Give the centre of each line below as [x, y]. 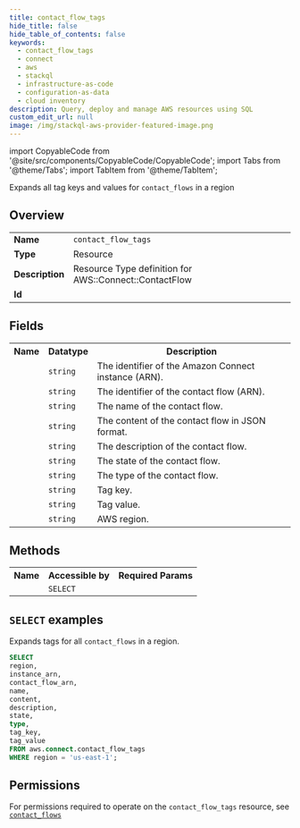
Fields [27, 326]
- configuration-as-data [63, 92]
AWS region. [123, 519]
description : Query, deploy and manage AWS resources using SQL [131, 109]
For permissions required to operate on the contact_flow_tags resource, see [150, 807]
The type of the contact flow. [158, 475]
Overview [37, 215]
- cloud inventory [52, 101]
